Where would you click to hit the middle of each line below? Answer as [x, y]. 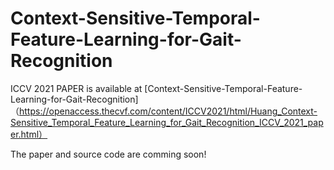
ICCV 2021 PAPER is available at [76, 88]
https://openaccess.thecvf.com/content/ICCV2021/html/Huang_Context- [168, 111]
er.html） [29, 134]
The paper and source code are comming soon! [108, 154]
